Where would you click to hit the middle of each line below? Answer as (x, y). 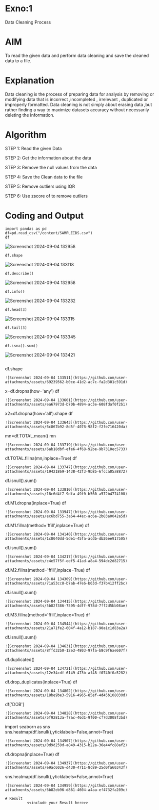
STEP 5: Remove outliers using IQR (40, 186)
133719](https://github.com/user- (92, 445)
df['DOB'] (15, 704)
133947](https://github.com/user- (92, 512)
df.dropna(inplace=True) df (32, 754)
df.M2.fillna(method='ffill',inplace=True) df (48, 570)
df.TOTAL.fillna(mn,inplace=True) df (41, 458)
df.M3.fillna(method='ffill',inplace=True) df (48, 615)
